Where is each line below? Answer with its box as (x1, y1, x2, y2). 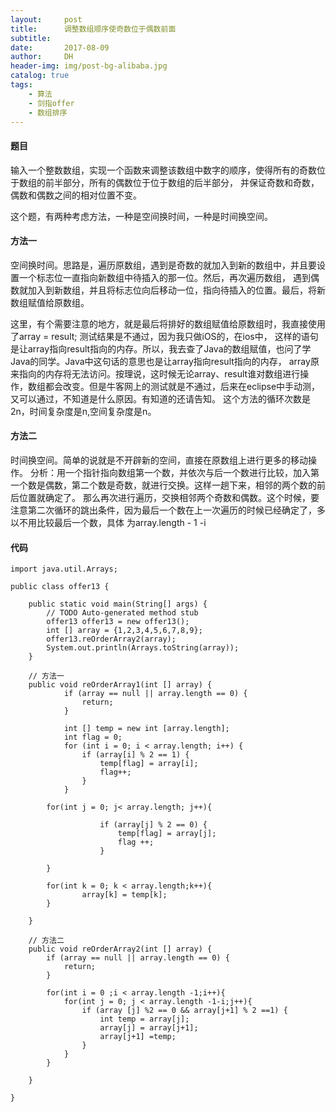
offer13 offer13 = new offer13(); (46, 617, 190, 627)
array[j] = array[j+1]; (99, 1023, 199, 1033)
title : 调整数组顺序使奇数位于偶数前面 (10, 24, 177, 34)
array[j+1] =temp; (99, 1032, 177, 1042)
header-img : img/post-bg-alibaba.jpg (10, 61, 168, 71)
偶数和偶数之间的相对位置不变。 (10, 189, 142, 201)
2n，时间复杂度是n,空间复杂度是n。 (10, 405, 157, 417)
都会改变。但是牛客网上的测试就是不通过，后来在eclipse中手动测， (44, 380, 321, 392)
